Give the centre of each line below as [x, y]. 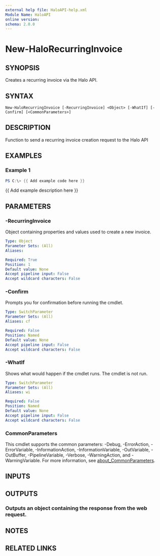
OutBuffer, [16, 455]
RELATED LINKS [31, 548]
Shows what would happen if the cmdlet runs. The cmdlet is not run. [76, 373]
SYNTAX [19, 96]
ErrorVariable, [20, 450]
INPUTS [18, 477]
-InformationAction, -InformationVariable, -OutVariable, [93, 450]
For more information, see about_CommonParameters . [99, 461]
